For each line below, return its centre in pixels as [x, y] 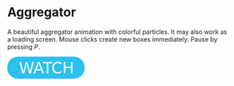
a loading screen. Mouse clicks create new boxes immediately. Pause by [112, 39]
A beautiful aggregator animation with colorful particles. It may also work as [117, 32]
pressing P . [24, 47]
